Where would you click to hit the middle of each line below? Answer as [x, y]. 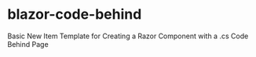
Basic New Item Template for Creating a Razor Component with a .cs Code [128, 36]
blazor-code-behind [75, 14]
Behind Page [28, 44]
